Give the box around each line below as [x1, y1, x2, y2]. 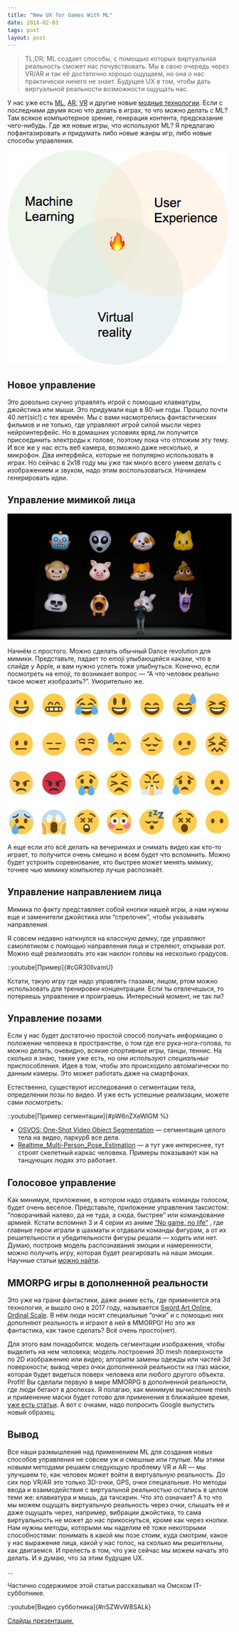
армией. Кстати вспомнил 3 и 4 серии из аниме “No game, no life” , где [7, 1219, 224, 1227]
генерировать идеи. [7, 474, 68, 482]
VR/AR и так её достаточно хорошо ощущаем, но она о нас [24, 70, 205, 78]
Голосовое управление [7, 1177, 116, 1189]
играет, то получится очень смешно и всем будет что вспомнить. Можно [7, 850, 231, 859]
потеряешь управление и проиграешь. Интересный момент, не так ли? [7, 991, 224, 1001]
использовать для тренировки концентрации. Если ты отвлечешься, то [7, 984, 224, 993]
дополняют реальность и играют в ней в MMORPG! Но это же [7, 1318, 196, 1327]
